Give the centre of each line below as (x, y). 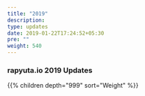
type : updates (28, 26)
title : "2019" (28, 14)
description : (26, 20)
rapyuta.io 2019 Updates (50, 70)
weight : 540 (24, 46)
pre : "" (18, 40)
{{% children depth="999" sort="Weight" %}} (73, 86)
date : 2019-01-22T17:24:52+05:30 (56, 33)
